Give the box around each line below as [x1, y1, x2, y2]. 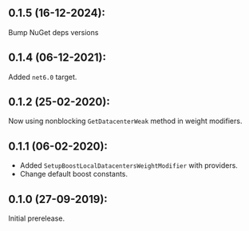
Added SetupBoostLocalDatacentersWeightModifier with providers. [19, 161, 238, 170]
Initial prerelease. [8, 213, 65, 223]
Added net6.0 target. [8, 72, 77, 82]
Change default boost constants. [19, 169, 128, 179]
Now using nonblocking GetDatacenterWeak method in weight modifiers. [8, 116, 243, 126]
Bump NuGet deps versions [8, 27, 99, 37]
